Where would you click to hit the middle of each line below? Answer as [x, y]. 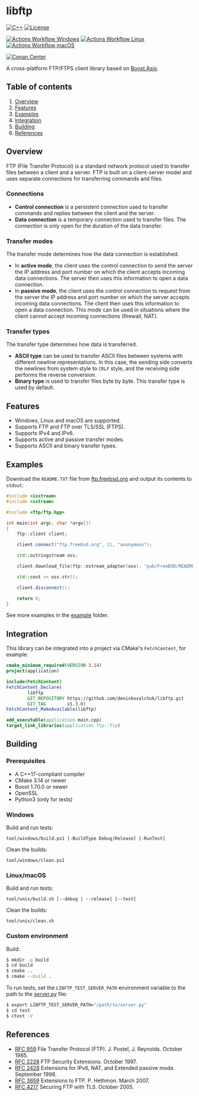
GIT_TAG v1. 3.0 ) [57, 704]
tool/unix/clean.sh [30, 921]
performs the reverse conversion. [55, 375]
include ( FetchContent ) [34, 682]
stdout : [15, 485]
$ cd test [18, 1010]
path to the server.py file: [37, 994]
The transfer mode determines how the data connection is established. [93, 254]
